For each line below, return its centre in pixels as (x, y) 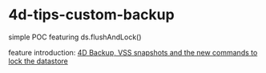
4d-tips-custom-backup (91, 15)
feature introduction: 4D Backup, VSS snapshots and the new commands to (133, 52)
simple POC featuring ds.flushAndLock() (75, 37)
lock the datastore (38, 61)
